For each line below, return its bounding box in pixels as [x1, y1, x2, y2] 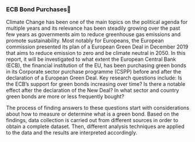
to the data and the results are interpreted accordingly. [6, 129, 137, 136]
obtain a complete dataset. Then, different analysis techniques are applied [6, 123, 185, 130]
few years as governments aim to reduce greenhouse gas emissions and [6, 31, 181, 38]
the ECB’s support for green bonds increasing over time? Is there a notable [6, 81, 186, 88]
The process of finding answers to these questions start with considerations [6, 105, 190, 112]
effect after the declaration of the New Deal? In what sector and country [6, 87, 179, 94]
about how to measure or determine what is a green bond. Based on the [6, 110, 179, 117]
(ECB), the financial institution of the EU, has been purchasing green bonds [6, 62, 187, 69]
